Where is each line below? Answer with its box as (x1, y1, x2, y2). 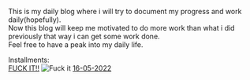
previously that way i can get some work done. (8, 31, 160, 41)
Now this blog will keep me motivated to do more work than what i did (8, 24, 235, 32)
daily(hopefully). (8, 15, 62, 24)
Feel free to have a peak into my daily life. (8, 40, 144, 49)
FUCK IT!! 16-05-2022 (8, 64, 112, 73)
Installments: (8, 55, 50, 64)
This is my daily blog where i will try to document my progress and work (8, 7, 242, 16)
